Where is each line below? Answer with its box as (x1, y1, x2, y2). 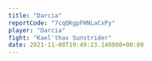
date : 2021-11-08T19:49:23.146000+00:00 (8, 41, 145, 49)
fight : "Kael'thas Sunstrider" (8, 33, 112, 42)
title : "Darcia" (8, 11, 62, 20)
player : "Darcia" (8, 26, 66, 34)
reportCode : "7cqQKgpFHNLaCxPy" (8, 19, 115, 27)
